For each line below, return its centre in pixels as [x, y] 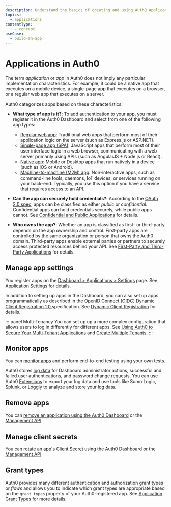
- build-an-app [26, 39]
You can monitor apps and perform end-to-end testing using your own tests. [85, 361]
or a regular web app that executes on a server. [55, 94]
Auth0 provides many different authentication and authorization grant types [84, 483]
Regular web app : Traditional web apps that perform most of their [89, 134]
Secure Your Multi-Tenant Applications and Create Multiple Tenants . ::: [79, 333]
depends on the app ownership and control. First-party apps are [80, 230]
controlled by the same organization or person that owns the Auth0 [83, 236]
